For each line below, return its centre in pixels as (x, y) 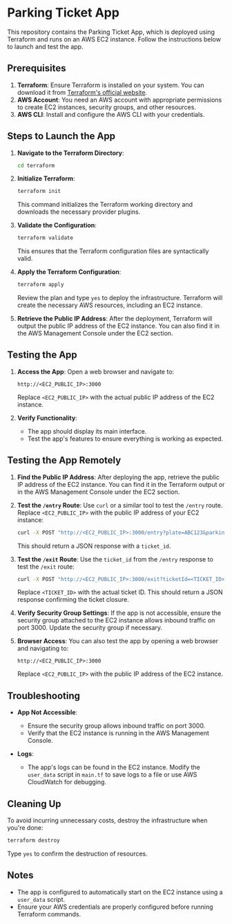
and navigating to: (43, 649)
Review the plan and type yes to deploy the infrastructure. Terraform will (120, 298)
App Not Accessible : (47, 712)
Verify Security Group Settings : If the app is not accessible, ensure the (119, 613)
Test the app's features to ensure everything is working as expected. (125, 438)
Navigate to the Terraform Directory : (70, 153)
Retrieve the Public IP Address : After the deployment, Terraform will (115, 319)
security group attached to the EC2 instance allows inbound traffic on (116, 620)
